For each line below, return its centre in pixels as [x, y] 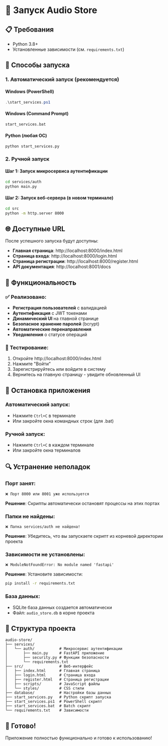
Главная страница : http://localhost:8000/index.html [67, 251]
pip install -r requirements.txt [40, 584]
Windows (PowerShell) [30, 91]
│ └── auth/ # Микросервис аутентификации [64, 649]
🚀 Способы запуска [37, 65]
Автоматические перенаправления [52, 329]
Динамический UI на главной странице [56, 318]
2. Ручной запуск [27, 159]
